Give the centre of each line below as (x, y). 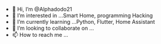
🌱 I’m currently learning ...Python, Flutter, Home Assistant (84, 22)
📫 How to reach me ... (40, 35)
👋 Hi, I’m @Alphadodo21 (42, 9)
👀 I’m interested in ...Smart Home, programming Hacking (82, 15)
